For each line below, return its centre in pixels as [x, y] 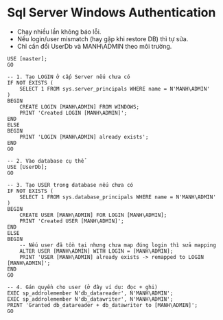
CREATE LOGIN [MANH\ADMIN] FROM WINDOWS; [79, 107]
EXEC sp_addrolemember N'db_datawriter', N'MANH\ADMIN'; [90, 299]
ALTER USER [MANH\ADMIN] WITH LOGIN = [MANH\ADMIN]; [96, 251]
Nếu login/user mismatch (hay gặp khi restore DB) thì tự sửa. [103, 38]
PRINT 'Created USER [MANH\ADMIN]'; [72, 221]
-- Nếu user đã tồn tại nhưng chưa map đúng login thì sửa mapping [118, 245]
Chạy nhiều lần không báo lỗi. [59, 32]
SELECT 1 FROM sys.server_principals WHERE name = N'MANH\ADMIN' [115, 89]
